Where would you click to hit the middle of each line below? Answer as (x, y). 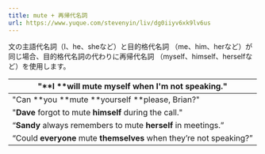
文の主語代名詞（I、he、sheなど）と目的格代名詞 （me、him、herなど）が (131, 46)
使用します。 (50, 66)
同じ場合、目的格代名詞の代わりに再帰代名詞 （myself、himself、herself (127, 56)
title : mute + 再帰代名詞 (48, 15)
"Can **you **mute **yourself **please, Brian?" (106, 100)
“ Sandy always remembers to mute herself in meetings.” (118, 125)
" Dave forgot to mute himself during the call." (98, 112)
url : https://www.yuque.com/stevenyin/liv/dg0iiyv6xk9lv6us (110, 23)
